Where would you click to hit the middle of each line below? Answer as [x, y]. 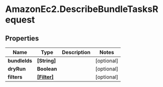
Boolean [47, 69]
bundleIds [20, 61]
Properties [22, 38]
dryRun [17, 69]
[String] [46, 61]
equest [20, 20]
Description [76, 52]
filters [15, 77]
